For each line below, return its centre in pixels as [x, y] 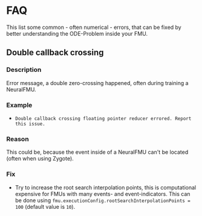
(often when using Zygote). [40, 159]
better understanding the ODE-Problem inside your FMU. [77, 33]
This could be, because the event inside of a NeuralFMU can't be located [97, 152]
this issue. [30, 124]
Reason [18, 139]
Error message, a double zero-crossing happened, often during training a [97, 83]
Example [19, 105]
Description [24, 70]
